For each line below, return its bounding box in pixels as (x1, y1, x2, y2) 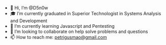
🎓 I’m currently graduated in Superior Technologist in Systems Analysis (10, 11, 161, 16)
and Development (10, 18, 47, 24)
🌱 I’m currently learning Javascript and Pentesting (10, 23, 115, 29)
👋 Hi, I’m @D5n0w (10, 5, 48, 11)
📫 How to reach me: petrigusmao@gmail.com (10, 34, 107, 40)
